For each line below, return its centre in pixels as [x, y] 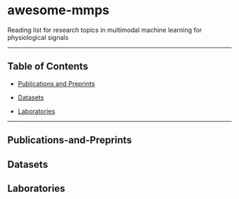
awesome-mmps [58, 10]
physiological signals [38, 37]
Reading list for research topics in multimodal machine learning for [105, 30]
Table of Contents [48, 66]
